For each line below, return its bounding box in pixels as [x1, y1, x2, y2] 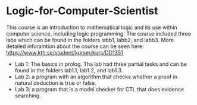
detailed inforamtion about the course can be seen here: [6, 43, 144, 50]
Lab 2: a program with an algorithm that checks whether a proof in [14, 73, 177, 80]
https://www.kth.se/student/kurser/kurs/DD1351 [6, 49, 123, 56]
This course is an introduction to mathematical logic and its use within [6, 24, 177, 31]
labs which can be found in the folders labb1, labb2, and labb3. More [6, 36, 174, 43]
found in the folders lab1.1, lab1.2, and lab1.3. [14, 66, 123, 74]
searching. [14, 92, 41, 99]
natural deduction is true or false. [14, 79, 96, 87]
